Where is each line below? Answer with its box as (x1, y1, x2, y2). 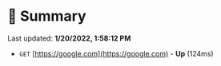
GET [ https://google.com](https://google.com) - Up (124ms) (18, 49, 214, 58)
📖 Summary (7, 7, 86, 25)
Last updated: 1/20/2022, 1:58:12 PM (7, 33, 131, 43)
